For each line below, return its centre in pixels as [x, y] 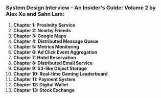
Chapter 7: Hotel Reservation [44, 58]
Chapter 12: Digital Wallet [41, 85]
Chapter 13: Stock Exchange [44, 90]
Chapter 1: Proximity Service [44, 25]
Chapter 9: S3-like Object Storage [50, 68]
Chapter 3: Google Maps [40, 36]
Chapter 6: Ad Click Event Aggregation [55, 52]
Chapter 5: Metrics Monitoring [46, 47]
